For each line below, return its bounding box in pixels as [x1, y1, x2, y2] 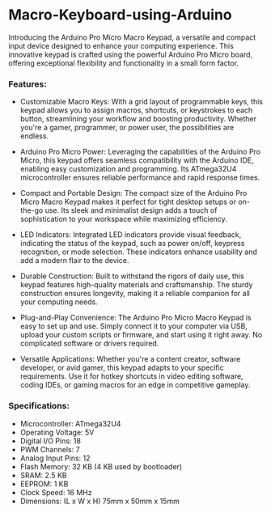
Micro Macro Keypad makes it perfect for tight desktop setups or [19, 197, 237, 207]
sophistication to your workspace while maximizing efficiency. [19, 214, 228, 224]
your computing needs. [19, 297, 99, 307]
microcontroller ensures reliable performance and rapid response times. [19, 172, 260, 183]
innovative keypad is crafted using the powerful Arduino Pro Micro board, [8, 49, 253, 59]
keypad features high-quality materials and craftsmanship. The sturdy [19, 280, 253, 290]
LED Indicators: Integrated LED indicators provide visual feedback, [19, 230, 242, 240]
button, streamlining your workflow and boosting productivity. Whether [19, 114, 257, 124]
